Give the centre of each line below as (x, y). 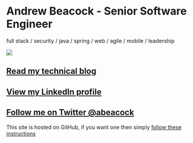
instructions (21, 133)
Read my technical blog (51, 71)
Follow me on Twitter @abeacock (70, 112)
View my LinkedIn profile (54, 92)
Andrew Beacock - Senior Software (97, 11)
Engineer (29, 24)
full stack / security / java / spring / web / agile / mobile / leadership (90, 41)
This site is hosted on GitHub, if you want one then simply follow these (94, 127)
